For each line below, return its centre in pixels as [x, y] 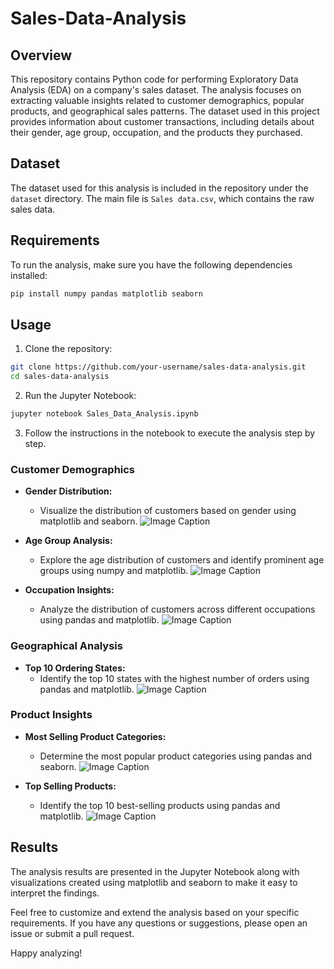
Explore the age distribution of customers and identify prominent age [182, 560]
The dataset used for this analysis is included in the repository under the [159, 188]
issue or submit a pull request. [72, 933]
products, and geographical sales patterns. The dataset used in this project [165, 111]
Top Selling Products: [70, 786]
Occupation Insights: [69, 590]
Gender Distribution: [68, 491]
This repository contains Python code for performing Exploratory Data [154, 79]
